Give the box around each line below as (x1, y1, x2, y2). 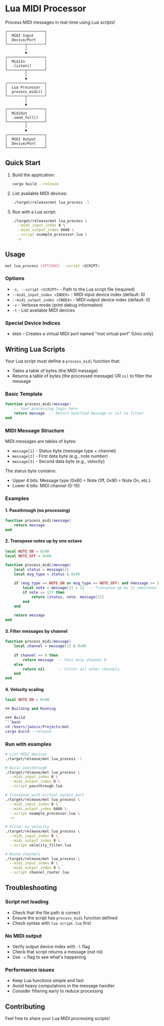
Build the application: (12, 172, 55, 178)
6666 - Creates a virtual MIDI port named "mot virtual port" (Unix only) (12, 331, 154, 337)
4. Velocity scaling (5, 686, 44, 692)
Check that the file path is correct (12, 910, 81, 916)
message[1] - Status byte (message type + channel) (12, 448, 116, 454)
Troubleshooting (5, 883, 57, 892)
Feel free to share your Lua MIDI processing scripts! (5, 1016, 110, 1022)
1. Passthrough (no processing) (5, 507, 70, 513)
